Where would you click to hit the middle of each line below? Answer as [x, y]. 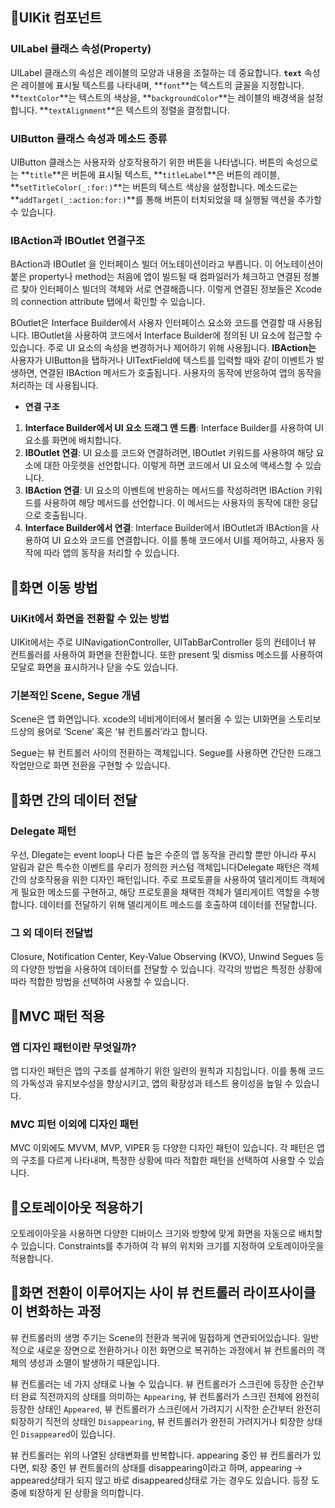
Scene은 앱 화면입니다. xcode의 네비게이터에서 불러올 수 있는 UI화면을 [148, 719]
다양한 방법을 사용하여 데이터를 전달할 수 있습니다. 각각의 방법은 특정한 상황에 [171, 969]
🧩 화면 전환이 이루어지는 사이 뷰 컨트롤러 [125, 1293]
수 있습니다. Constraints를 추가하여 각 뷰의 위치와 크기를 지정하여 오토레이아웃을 [167, 1246]
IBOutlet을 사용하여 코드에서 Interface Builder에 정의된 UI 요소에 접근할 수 [177, 335]
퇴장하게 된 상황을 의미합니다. [86, 1492]
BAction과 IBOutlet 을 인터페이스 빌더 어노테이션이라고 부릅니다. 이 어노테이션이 [167, 264]
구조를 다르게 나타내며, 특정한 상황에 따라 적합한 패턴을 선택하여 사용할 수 [163, 1160]
